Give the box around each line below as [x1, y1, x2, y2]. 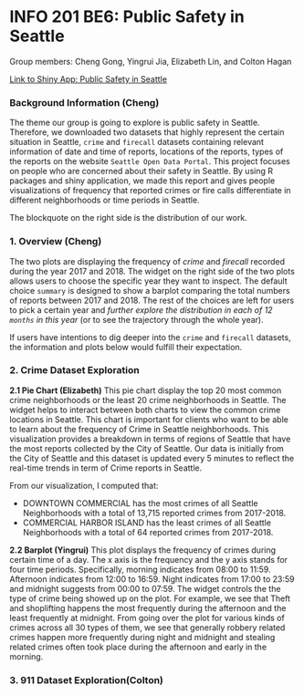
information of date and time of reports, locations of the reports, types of [9, 146, 284, 157]
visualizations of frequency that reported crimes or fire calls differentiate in [9, 185, 291, 196]
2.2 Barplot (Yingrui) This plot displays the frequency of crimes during [9, 545, 277, 555]
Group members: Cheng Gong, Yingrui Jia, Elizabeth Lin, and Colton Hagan [9, 56, 292, 67]
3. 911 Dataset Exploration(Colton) [9, 673, 164, 686]
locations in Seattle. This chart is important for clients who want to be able [9, 413, 289, 425]
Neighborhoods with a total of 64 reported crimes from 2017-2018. [22, 526, 274, 537]
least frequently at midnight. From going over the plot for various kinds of [9, 612, 285, 623]
